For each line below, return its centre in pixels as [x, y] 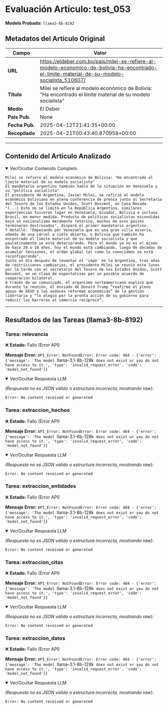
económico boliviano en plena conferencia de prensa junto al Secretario [84, 199]
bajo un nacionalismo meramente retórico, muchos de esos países [74, 221]
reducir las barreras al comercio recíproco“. [54, 300]
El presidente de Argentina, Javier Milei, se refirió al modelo [74, 195]
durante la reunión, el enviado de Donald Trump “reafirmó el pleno [78, 287]
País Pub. [19, 117]
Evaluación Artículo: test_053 [68, 9]
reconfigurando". [23, 256]
